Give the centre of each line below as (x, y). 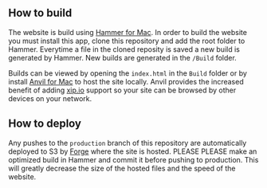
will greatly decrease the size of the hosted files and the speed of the (122, 168)
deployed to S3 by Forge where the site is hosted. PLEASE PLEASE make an (133, 151)
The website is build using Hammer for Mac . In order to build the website (128, 32)
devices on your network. (50, 98)
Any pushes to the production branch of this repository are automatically (128, 143)
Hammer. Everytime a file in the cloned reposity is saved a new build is (124, 49)
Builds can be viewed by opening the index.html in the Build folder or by (128, 73)
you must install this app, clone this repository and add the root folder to (127, 41)
